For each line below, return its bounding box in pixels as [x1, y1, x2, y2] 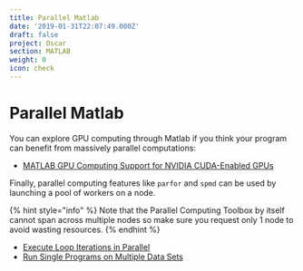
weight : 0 [9, 55, 47, 64]
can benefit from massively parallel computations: [9, 142, 197, 153]
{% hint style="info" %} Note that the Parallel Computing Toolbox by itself [9, 205, 286, 216]
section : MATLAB [9, 47, 71, 56]
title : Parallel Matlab [9, 13, 100, 23]
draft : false [9, 30, 59, 39]
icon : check [9, 64, 54, 73]
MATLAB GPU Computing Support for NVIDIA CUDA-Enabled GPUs [22, 160, 274, 170]
